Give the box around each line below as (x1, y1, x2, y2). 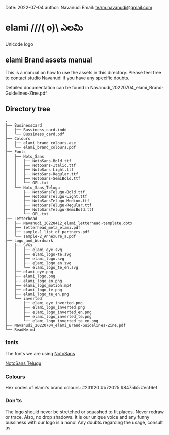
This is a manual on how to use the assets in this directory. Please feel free (5, 69, 161, 75)
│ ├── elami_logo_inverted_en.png (5, 309, 92, 315)
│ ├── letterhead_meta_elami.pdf (5, 225, 81, 230)
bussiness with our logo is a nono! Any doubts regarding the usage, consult (5, 419, 163, 426)
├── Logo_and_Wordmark (5, 238, 53, 243)
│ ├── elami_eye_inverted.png (5, 300, 83, 305)
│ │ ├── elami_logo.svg (5, 256, 65, 261)
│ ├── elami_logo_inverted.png (5, 305, 85, 310)
